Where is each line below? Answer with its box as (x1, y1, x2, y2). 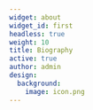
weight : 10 (9, 37, 50, 47)
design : (9, 71, 38, 80)
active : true (9, 54, 58, 63)
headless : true (9, 29, 66, 38)
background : (17, 79, 62, 88)
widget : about (9, 12, 62, 22)
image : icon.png (25, 87, 86, 96)
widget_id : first (9, 21, 74, 30)
